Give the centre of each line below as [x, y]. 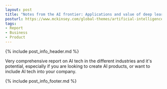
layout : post [19, 10]
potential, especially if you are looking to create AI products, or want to [78, 66]
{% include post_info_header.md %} [42, 51]
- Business [16, 33]
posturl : [14, 19]
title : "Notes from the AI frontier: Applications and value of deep [79, 14]
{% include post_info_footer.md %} [41, 81]
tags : [11, 23]
